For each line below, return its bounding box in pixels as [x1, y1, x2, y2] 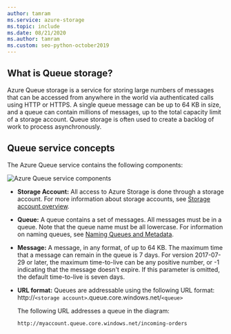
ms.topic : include [7, 23, 60, 30]
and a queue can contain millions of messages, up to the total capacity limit [7, 107, 222, 116]
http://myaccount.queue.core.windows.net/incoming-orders [17, 320, 188, 327]
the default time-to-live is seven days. [17, 273, 125, 281]
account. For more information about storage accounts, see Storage [17, 194, 210, 203]
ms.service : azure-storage [7, 17, 85, 23]
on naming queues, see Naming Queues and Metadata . [17, 230, 174, 238]
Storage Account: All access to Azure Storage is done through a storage [17, 187, 224, 196]
